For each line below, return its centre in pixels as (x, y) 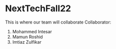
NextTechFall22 (38, 9)
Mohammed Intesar (32, 31)
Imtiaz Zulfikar (27, 42)
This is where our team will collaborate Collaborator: (58, 22)
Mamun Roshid (27, 37)
